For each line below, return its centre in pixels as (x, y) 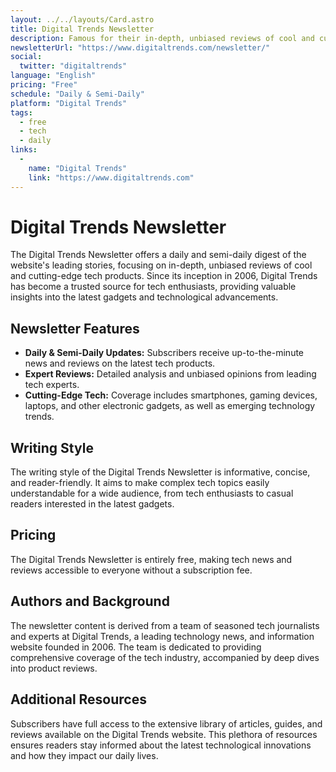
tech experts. (52, 385)
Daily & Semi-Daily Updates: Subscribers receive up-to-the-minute (164, 353)
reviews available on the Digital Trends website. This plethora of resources (164, 734)
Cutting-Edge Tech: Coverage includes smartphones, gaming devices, (171, 395)
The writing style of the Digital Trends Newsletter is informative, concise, (160, 472)
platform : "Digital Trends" (69, 103)
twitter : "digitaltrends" (73, 66)
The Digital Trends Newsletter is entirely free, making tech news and (151, 559)
